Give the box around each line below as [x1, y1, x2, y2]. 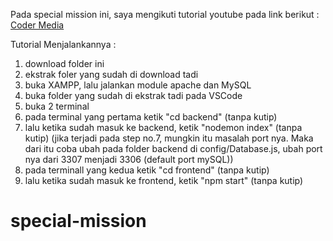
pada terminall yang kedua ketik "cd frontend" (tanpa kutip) [24, 164, 270, 176]
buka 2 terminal [24, 100, 90, 112]
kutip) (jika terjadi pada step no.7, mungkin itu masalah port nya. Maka [24, 132, 314, 144]
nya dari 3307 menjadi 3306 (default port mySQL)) [24, 154, 234, 165]
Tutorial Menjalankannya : [10, 39, 117, 50]
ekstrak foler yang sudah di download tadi [24, 69, 199, 80]
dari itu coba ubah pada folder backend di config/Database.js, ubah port [24, 143, 323, 154]
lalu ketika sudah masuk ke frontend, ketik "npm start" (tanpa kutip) [24, 175, 304, 186]
